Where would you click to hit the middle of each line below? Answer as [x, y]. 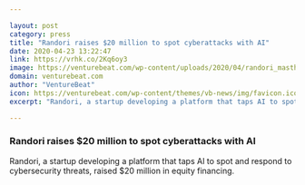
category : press [40, 34]
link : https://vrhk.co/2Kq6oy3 [69, 60]
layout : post [34, 25]
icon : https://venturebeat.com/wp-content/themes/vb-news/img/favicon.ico [154, 93]
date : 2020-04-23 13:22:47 [60, 51]
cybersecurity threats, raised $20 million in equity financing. [122, 170]
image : [22, 68]
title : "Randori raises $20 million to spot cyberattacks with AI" [140, 43]
